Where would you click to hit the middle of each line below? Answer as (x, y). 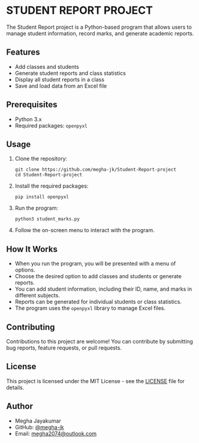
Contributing (31, 327)
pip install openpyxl (42, 197)
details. (15, 387)
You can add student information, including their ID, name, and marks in (103, 289)
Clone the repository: (41, 159)
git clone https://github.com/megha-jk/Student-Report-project (96, 170)
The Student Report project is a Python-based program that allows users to (99, 27)
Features (23, 52)
